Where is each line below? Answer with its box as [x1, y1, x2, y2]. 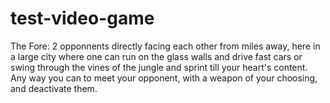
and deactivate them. [10, 82, 98, 94]
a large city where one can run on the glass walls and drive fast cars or [10, 50, 303, 62]
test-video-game [10, 7, 155, 30]
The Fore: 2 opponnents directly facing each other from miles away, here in [10, 40, 321, 52]
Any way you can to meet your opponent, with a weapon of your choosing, [10, 72, 318, 84]
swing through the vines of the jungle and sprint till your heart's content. [10, 61, 308, 73]
